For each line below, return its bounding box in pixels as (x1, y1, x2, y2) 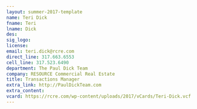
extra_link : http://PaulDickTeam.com (6, 82, 102, 88)
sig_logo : (6, 37, 32, 43)
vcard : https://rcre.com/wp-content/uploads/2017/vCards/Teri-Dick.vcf (6, 93, 191, 99)
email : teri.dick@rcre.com (6, 48, 75, 54)
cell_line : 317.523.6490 (6, 59, 69, 65)
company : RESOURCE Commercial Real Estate (6, 71, 115, 77)
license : (6, 43, 28, 49)
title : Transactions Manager (6, 76, 80, 82)
